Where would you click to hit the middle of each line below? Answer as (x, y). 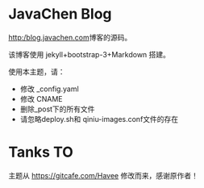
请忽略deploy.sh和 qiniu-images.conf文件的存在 (99, 119)
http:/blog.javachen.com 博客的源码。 (70, 37)
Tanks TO (41, 152)
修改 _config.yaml (49, 89)
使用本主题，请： (37, 71)
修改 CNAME (41, 98)
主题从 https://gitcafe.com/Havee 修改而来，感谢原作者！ (104, 175)
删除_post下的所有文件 (57, 109)
